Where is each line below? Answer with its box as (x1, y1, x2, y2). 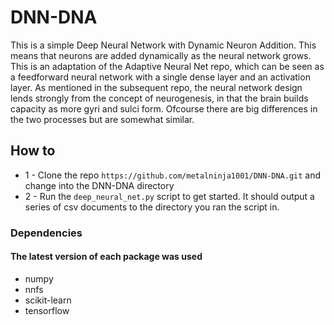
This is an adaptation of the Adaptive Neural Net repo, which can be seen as (10, 60, 325, 72)
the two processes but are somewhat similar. (10, 113, 195, 125)
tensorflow (24, 304, 70, 316)
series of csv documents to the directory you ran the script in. (24, 201, 280, 213)
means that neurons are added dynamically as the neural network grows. (10, 49, 312, 61)
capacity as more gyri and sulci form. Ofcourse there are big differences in (10, 102, 318, 115)
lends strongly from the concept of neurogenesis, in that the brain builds (10, 92, 309, 104)
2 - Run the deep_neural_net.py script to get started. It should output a (24, 190, 315, 202)
